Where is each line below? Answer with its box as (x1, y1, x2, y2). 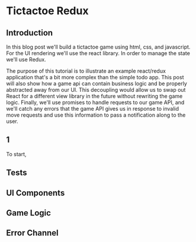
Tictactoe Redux (6, 4, 89, 18)
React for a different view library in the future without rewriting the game (6, 93, 183, 99)
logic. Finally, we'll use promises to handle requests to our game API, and (6, 99, 185, 106)
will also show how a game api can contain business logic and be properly (6, 80, 188, 87)
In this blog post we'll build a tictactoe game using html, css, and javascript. (6, 43, 191, 50)
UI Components (6, 188, 65, 198)
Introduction (6, 28, 53, 38)
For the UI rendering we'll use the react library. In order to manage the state (6, 50, 191, 57)
